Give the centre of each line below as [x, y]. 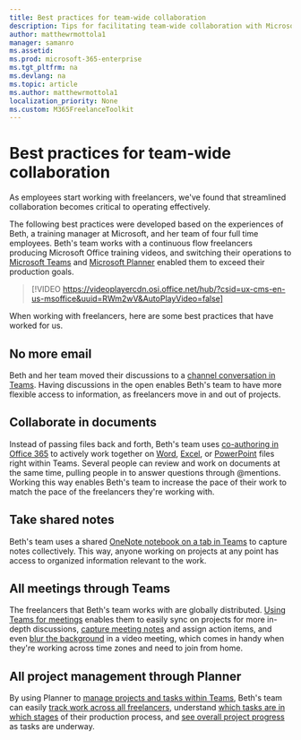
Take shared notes [62, 520]
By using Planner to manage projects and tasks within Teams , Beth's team [146, 698]
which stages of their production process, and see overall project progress [147, 717]
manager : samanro [42, 43]
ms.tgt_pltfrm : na [43, 68]
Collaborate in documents [83, 422]
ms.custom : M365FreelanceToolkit [72, 109]
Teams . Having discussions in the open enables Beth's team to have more [146, 385]
